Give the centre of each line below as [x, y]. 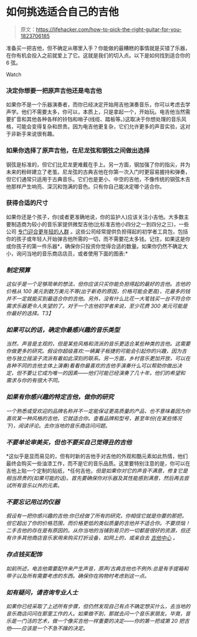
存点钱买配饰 [24, 554]
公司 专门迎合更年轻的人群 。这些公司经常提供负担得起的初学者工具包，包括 [97, 231]
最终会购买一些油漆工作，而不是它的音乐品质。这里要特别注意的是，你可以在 [98, 464]
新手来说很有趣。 [37, 134]
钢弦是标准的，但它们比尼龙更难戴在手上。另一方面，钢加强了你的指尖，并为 [98, 164]
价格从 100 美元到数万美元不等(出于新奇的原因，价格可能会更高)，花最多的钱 [98, 291]
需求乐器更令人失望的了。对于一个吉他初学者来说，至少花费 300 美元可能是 [97, 306]
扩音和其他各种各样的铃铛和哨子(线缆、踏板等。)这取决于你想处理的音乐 [96, 119]
